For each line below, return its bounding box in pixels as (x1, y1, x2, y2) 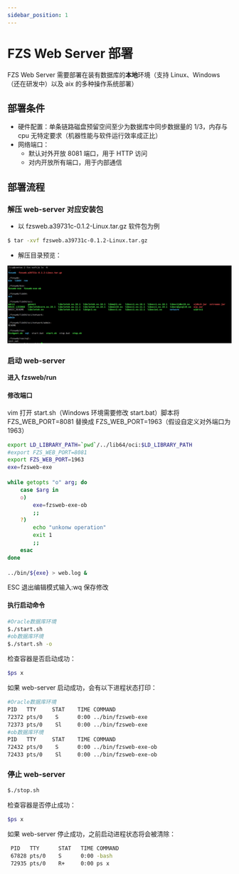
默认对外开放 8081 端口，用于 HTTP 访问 (28, 149, 148, 158)
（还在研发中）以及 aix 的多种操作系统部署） (7, 79, 138, 88)
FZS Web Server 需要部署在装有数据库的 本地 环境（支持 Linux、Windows (7, 70, 221, 79)
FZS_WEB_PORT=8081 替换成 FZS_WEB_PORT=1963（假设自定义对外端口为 (7, 417, 231, 426)
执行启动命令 (7, 601, 45, 610)
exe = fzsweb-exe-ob (33, 501, 87, 508)
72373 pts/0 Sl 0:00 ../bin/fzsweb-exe (7, 721, 148, 728)
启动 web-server (7, 356, 65, 366)
